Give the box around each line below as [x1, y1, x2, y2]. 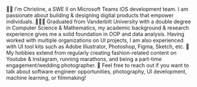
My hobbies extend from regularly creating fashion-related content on [6, 49, 177, 56]
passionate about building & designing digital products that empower [6, 12, 174, 19]
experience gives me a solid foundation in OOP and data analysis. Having [6, 31, 185, 38]
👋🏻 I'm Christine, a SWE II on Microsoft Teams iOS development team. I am [6, 6, 189, 12]
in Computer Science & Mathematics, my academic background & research [6, 24, 189, 31]
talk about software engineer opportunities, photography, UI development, [6, 68, 188, 75]
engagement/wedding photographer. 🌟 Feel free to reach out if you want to [6, 62, 189, 69]
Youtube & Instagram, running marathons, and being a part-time [6, 56, 162, 62]
